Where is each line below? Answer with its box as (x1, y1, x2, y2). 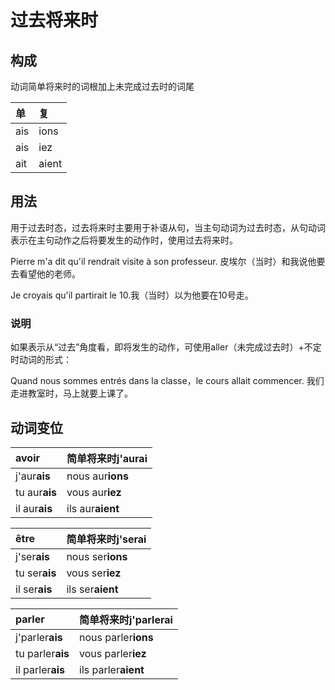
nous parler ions (79, 630, 154, 644)
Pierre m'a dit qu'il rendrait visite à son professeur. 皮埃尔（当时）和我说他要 (10, 255, 326, 267)
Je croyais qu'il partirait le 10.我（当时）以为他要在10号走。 (10, 289, 254, 301)
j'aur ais (15, 469, 51, 483)
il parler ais (15, 662, 66, 676)
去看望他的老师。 (10, 267, 81, 280)
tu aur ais (15, 485, 58, 499)
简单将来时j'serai (66, 532, 147, 546)
